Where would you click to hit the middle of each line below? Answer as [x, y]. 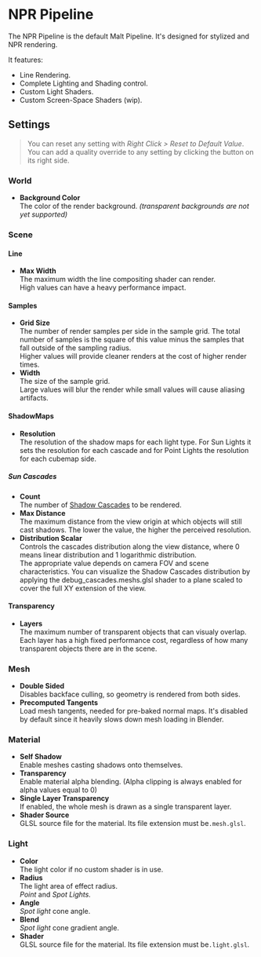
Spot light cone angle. [55, 911]
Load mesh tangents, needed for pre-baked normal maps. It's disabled [134, 711]
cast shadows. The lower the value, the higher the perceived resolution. [135, 530]
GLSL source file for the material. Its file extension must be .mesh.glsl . [132, 824]
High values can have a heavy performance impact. [103, 287]
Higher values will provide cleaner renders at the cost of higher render [133, 356]
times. [29, 365]
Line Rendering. [45, 75]
